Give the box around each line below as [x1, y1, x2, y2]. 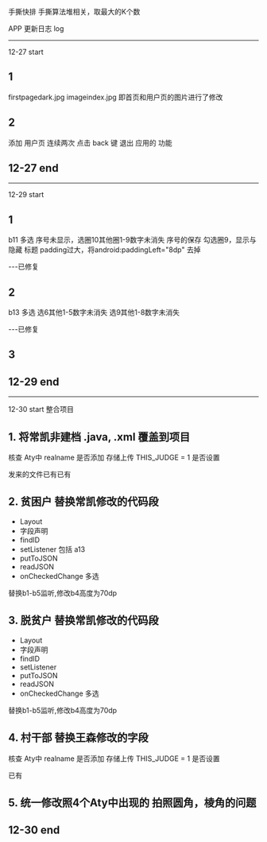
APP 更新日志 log [8, 24, 64, 33]
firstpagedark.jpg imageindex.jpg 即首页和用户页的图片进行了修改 [8, 92, 223, 102]
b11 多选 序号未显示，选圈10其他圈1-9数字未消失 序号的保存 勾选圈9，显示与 [8, 235, 257, 245]
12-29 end [8, 374, 60, 388]
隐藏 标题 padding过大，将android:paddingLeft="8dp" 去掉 [8, 245, 201, 254]
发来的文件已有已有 [8, 470, 72, 479]
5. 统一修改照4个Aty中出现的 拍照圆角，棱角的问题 [8, 796, 257, 809]
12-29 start [8, 190, 44, 200]
